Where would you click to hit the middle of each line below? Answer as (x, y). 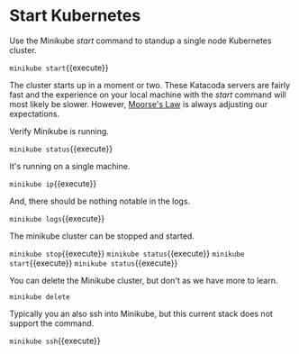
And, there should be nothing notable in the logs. (100, 201)
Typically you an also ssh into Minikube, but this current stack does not (141, 313)
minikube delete (40, 297)
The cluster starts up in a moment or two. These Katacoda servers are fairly (150, 85)
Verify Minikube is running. (59, 131)
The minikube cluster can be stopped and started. (102, 236)
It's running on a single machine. (70, 166)
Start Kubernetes (75, 16)
